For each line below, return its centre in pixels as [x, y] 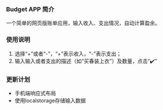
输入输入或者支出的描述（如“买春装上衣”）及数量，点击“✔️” [86, 61]
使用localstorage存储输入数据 [50, 100]
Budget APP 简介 [30, 9]
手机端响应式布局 [35, 93]
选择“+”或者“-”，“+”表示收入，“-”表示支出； [68, 53]
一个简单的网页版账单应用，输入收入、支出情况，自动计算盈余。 [83, 23]
